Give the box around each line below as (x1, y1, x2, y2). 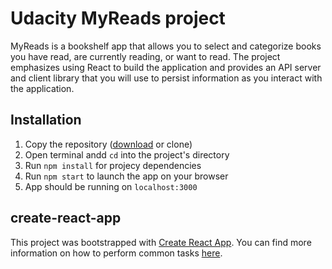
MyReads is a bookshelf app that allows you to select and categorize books (10, 40, 322, 52)
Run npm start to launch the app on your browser (24, 170, 229, 182)
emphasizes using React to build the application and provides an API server (10, 61, 322, 73)
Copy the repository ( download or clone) (24, 138, 193, 150)
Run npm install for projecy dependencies (24, 159, 202, 171)
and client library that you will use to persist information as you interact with (10, 72, 323, 84)
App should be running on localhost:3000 (24, 180, 198, 192)
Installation (10, 112, 82, 129)
